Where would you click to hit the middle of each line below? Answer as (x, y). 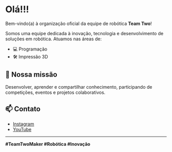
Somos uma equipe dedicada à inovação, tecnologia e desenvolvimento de (84, 33)
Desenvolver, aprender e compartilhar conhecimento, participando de (79, 87)
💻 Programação (30, 49)
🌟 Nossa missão (31, 75)
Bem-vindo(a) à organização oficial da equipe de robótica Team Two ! (79, 23)
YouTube (22, 129)
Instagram (23, 124)
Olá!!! (17, 9)
